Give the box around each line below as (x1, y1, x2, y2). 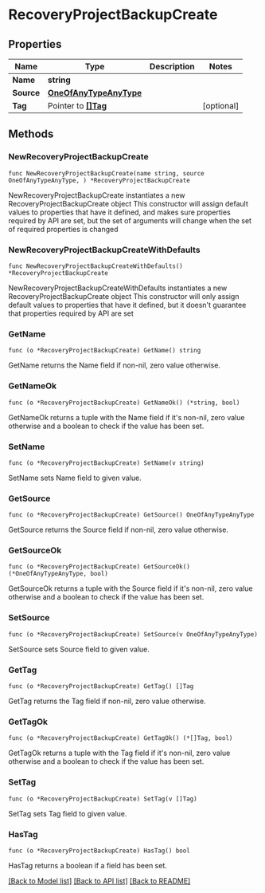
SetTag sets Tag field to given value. (8, 808, 127, 818)
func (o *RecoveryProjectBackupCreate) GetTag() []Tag (8, 683, 194, 690)
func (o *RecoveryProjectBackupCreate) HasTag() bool (8, 847, 191, 855)
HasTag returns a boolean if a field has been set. (8, 860, 167, 870)
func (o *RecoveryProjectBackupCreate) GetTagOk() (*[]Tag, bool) (8, 734, 233, 742)
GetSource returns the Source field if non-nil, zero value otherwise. (8, 525, 229, 535)
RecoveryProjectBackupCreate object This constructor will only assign (8, 291, 240, 301)
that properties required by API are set (8, 309, 134, 318)
